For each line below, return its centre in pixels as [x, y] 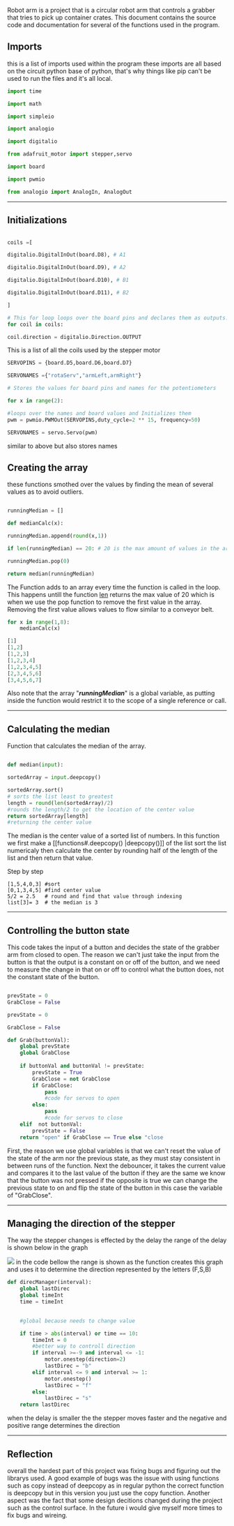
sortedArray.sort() [36, 790]
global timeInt [42, 1295]
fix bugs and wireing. [37, 1515]
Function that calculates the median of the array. [77, 746]
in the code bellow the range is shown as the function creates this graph [119, 1262]
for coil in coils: [36, 324]
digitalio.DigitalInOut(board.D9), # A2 [67, 268]
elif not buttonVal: [51, 1124]
